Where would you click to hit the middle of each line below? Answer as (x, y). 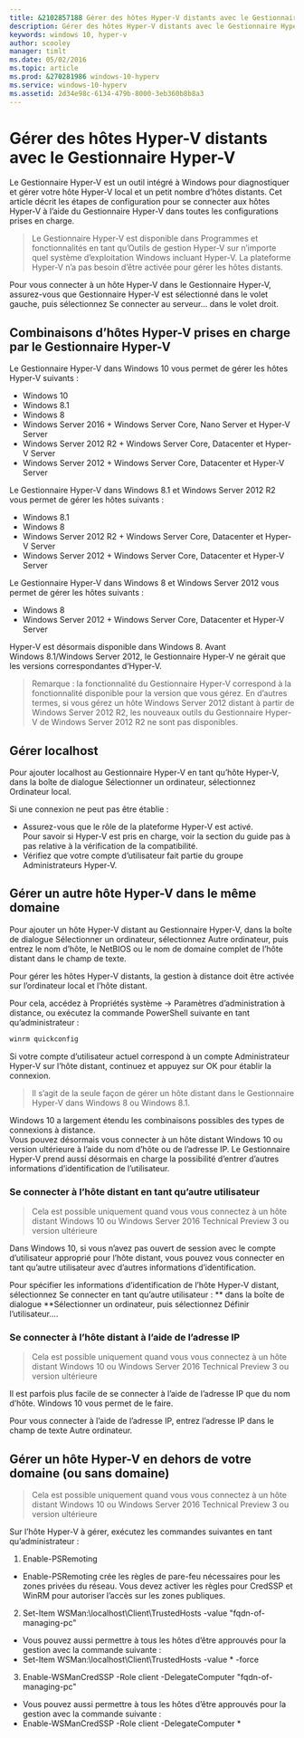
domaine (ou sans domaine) (90, 1473)
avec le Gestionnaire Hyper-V (123, 157)
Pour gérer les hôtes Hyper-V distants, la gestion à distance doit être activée (152, 976)
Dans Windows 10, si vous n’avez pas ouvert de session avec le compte (142, 1248)
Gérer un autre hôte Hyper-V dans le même (133, 894)
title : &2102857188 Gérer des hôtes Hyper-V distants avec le (129, 18)
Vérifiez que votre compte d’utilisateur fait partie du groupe (133, 855)
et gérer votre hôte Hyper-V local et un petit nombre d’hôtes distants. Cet (146, 192)
